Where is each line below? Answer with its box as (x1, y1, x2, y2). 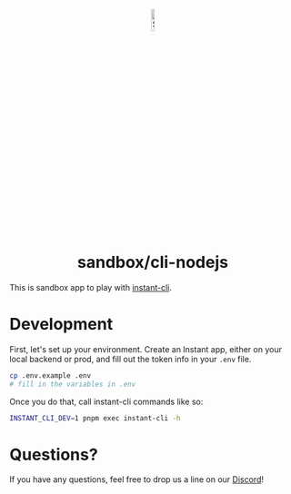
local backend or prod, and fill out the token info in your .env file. (9, 353, 252, 364)
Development (9, 314, 114, 335)
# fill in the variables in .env (9, 380, 136, 389)
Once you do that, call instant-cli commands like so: (9, 396, 204, 407)
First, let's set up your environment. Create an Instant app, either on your (9, 343, 282, 354)
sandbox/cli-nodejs (76, 252, 229, 272)
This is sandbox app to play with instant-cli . (9, 282, 173, 292)
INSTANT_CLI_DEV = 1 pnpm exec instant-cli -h (9, 413, 181, 422)
